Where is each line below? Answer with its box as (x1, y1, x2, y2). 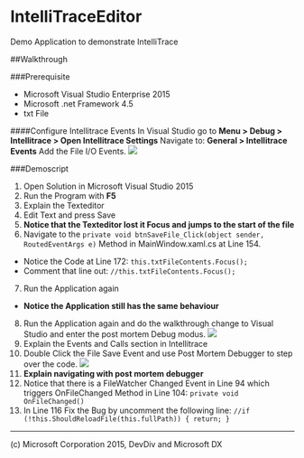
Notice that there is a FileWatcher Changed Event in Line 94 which (23, 378, 270, 388)
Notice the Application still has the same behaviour (23, 300, 219, 311)
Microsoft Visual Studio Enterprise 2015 (23, 89, 170, 99)
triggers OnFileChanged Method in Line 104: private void (23, 387, 239, 398)
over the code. (23, 359, 78, 369)
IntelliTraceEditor (10, 6, 143, 27)
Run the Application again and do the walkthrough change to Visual (23, 318, 274, 329)
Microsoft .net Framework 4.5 (23, 98, 134, 109)
